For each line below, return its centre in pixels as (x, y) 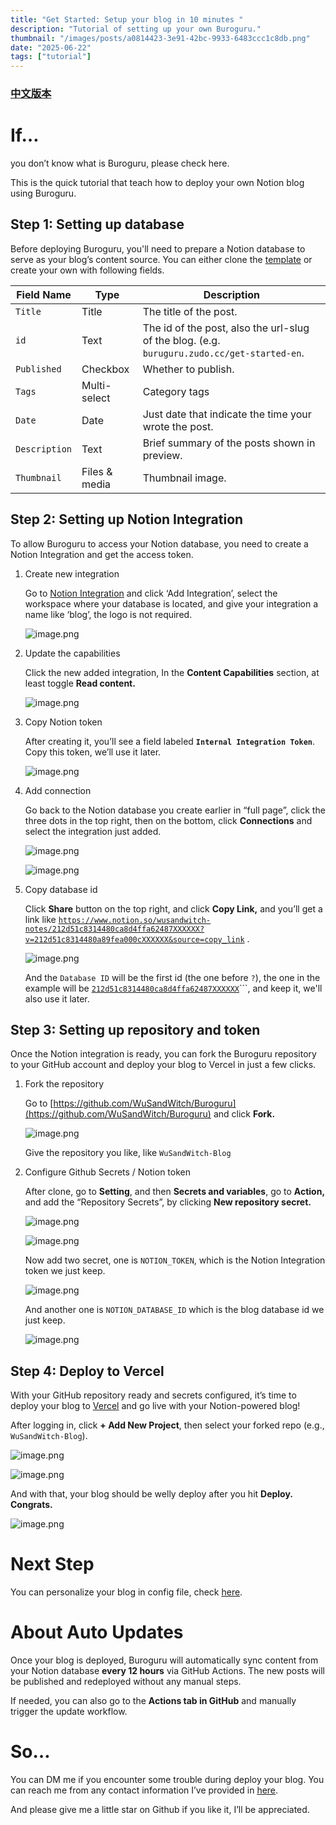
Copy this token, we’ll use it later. (93, 752)
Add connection (58, 790)
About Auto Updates (97, 1632)
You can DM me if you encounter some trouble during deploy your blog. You (167, 1780)
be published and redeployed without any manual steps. (126, 1682)
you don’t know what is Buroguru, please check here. (120, 163)
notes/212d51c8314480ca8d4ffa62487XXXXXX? (114, 929)
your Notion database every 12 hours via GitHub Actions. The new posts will (167, 1671)
